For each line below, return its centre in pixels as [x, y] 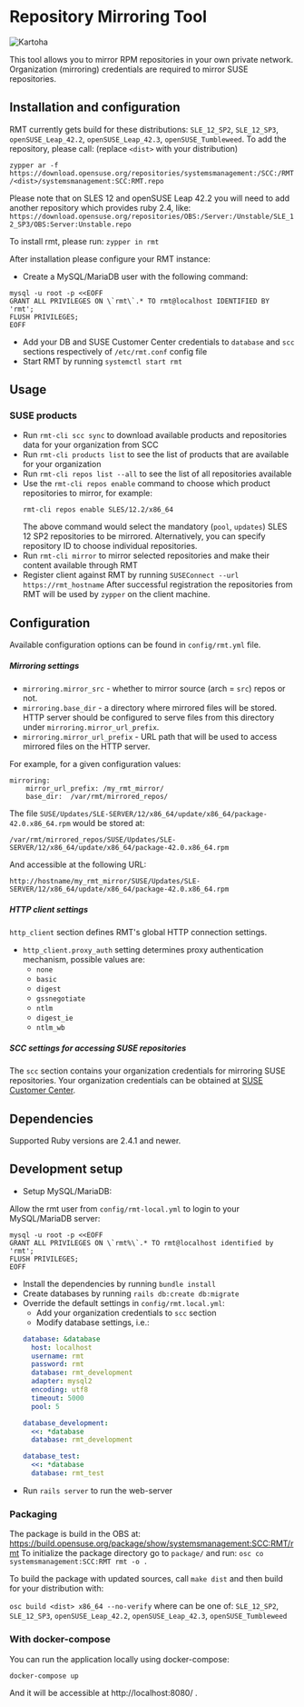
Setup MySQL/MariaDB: [67, 1191]
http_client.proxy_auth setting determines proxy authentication [143, 950]
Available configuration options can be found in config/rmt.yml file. [135, 645]
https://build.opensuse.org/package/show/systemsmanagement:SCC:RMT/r [152, 1543]
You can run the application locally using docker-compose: [119, 1659]
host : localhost [62, 1347]
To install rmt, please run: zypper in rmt [84, 241]
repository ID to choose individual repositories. [110, 546]
